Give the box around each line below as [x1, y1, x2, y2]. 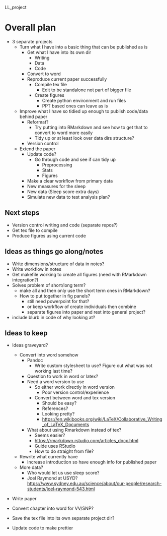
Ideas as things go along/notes [5, 247, 104, 256]
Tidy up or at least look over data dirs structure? [34, 135, 134, 141]
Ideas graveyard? [12, 342, 48, 348]
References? [42, 405, 68, 411]
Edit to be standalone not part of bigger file [42, 87, 131, 93]
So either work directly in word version [34, 384, 115, 390]
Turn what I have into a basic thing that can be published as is [19, 44, 148, 50]
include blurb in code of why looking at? [12, 314, 96, 320]
